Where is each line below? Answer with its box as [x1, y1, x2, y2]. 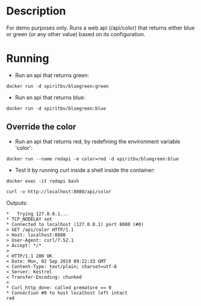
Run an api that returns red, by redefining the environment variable [14, 137, 181, 145]
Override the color [6, 122, 76, 132]
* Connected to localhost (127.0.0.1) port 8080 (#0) [6, 221, 144, 227]
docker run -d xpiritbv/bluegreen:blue [6, 105, 107, 111]
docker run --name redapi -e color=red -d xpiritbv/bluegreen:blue [6, 155, 179, 162]
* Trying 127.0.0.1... [6, 211, 69, 217]
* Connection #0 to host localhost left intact [6, 290, 128, 296]
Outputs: [6, 199, 28, 206]
